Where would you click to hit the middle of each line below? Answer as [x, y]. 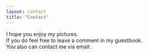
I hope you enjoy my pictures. [42, 34]
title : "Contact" [28, 17]
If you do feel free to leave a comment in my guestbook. [74, 40]
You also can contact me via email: [49, 46]
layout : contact [26, 12]
